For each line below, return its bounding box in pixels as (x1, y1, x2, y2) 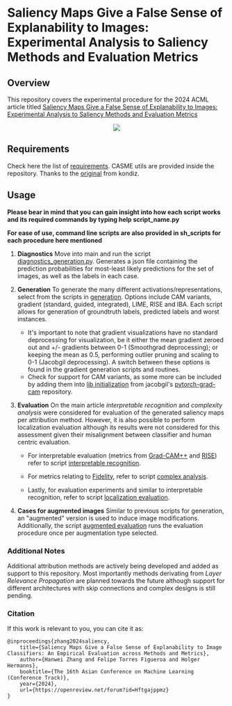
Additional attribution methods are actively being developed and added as (7, 561, 219, 570)
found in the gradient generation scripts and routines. (27, 365, 181, 374)
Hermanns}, (7, 662, 39, 669)
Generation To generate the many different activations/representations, (17, 285, 223, 294)
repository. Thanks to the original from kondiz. (7, 169, 140, 177)
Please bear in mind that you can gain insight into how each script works (7, 207, 221, 216)
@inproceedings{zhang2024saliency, (7, 638, 110, 645)
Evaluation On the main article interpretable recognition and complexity (17, 401, 223, 409)
